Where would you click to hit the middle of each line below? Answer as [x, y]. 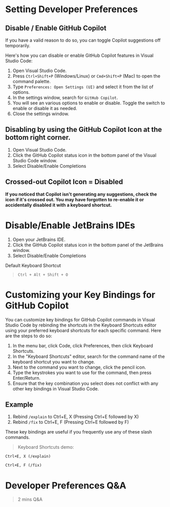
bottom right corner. [38, 138]
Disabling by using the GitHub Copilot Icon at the [84, 130]
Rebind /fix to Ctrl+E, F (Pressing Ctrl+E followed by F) [71, 422]
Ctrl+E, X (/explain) [28, 457]
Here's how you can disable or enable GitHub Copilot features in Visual [79, 55]
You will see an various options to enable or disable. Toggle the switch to [89, 103]
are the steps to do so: [29, 336]
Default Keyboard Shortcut [33, 265]
